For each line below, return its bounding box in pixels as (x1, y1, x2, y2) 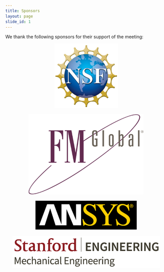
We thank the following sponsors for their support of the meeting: (5, 34, 143, 40)
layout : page (5, 13, 33, 19)
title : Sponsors (5, 8, 40, 13)
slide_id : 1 (5, 19, 31, 24)
